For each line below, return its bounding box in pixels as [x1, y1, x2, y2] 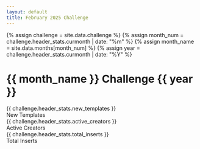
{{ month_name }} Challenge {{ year [6, 72, 193, 86]
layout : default [6, 9, 48, 15]
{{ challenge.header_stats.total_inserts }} [6, 131, 109, 138]
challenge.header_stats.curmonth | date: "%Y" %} [6, 50, 132, 58]
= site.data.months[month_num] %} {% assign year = [6, 44, 140, 52]
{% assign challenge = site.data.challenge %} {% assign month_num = [6, 31, 184, 38]
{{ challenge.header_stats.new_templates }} [6, 105, 116, 113]
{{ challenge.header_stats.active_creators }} [6, 118, 117, 125]
